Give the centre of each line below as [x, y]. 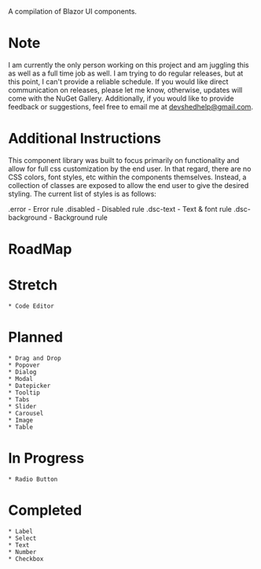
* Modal [21, 379]
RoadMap [40, 249]
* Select [22, 538]
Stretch [33, 285]
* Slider [22, 406]
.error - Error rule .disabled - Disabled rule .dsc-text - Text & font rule [120, 209]
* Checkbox [26, 559]
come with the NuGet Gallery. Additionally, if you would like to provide [121, 98]
